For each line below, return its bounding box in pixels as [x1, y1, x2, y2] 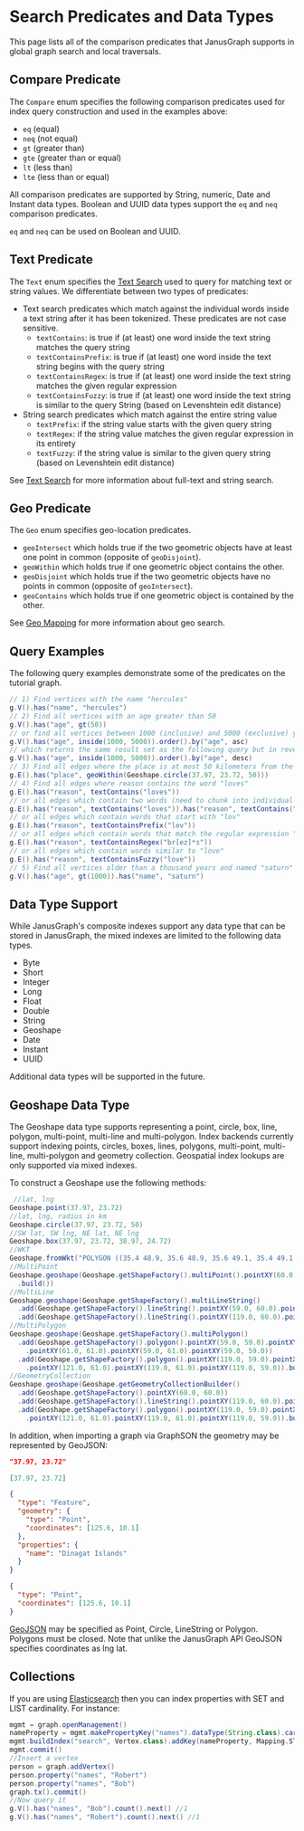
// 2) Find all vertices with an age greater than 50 [9, 711, 217, 720]
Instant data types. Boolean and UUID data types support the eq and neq [9, 198, 278, 209]
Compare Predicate [9, 72, 121, 88]
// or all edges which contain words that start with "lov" [9, 813, 242, 822]
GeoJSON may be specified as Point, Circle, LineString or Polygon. [9, 1623, 259, 1635]
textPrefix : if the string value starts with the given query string [35, 418, 272, 429]
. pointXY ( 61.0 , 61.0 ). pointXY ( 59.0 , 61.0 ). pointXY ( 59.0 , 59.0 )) [25, 1346, 273, 1355]
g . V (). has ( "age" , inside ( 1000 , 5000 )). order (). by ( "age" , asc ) [9, 737, 249, 746]
